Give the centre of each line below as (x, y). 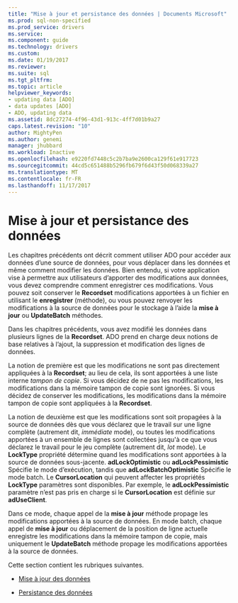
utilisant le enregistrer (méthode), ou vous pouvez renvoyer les (101, 300)
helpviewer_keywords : (40, 93)
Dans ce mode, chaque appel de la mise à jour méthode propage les (108, 514)
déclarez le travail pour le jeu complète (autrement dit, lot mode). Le (107, 447)
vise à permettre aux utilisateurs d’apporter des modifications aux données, (118, 278)
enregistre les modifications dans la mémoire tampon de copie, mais (108, 536)
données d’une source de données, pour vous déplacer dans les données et (119, 262)
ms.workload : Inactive (41, 153)
